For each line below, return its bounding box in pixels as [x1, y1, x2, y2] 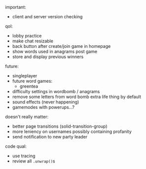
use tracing [12, 153, 36, 159]
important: [5, 4, 26, 10]
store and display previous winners [12, 54, 84, 60]
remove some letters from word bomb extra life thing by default [12, 94, 142, 100]
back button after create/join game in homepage [12, 43, 111, 49]
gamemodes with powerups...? [12, 104, 75, 110]
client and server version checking [12, 14, 83, 19]
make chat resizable [12, 38, 53, 44]
